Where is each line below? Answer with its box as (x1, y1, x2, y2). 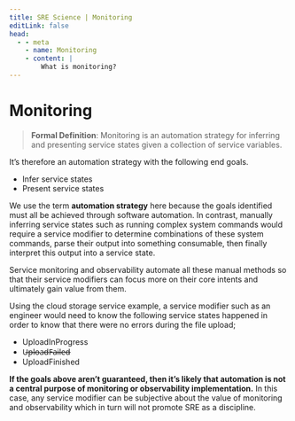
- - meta (17, 37, 50, 47)
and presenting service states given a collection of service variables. (30, 139, 283, 150)
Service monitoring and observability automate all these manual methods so (9, 264, 287, 275)
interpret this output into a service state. (9, 247, 156, 258)
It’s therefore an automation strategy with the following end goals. (9, 156, 249, 167)
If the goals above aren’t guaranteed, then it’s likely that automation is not (9, 373, 286, 384)
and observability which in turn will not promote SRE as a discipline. (9, 402, 257, 412)
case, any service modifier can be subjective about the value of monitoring (9, 392, 283, 403)
